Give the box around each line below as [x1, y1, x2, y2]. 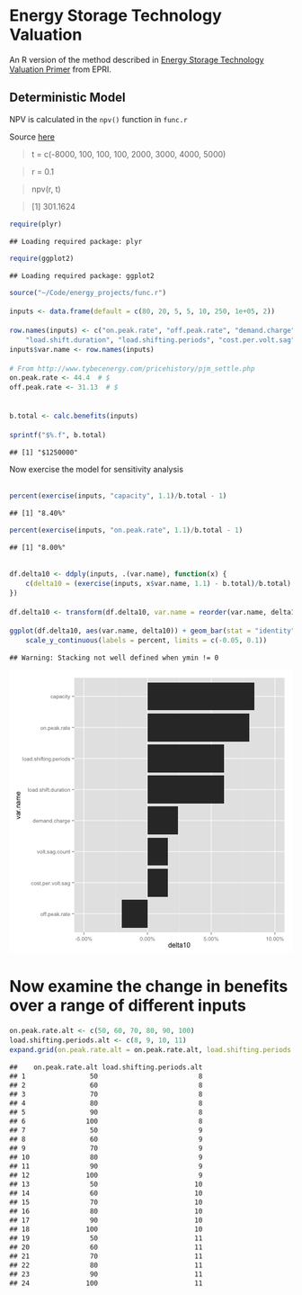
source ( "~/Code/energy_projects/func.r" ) [9, 288, 167, 297]
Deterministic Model [9, 90, 126, 105]
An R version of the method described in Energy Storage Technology [9, 54, 264, 65]
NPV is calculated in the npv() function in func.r [9, 113, 188, 124]
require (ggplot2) [9, 254, 75, 263]
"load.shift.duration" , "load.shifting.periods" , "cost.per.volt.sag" [25, 335, 296, 345]
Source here [9, 131, 56, 142]
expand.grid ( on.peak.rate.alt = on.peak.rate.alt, [9, 1045, 203, 1054]
